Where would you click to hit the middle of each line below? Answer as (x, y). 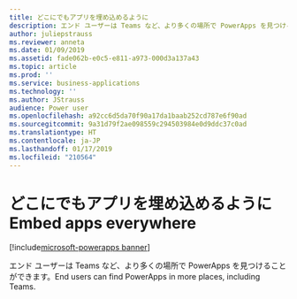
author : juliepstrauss (51, 34)
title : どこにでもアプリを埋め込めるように (79, 17)
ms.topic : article (43, 67)
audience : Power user (49, 108)
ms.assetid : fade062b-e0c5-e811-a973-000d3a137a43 (104, 58)
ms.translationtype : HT (53, 133)
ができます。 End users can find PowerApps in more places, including (135, 277)
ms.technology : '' (43, 91)
